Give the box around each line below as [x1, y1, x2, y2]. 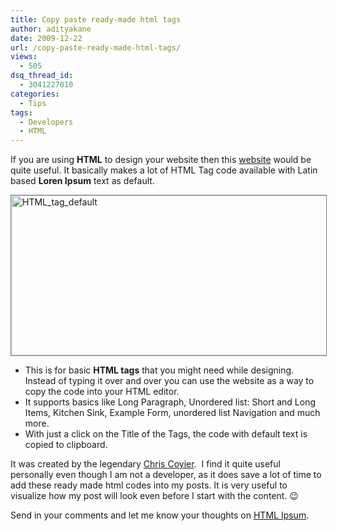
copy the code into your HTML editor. [24, 386, 180, 398]
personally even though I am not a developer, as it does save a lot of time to [10, 469, 322, 481]
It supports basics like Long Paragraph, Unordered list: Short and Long [24, 396, 317, 408]
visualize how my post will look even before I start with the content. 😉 [10, 490, 299, 502]
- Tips [19, 98, 47, 108]
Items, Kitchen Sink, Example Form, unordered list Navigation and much [24, 407, 321, 419]
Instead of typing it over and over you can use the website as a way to [24, 375, 315, 387]
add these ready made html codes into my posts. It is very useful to [10, 479, 288, 491]
